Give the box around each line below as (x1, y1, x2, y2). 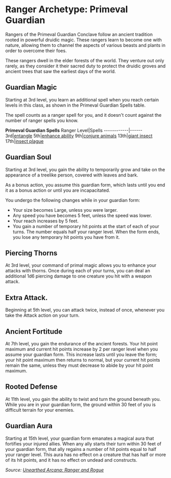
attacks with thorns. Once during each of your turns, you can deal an (5, 268, 151, 274)
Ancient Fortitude (5, 327, 63, 336)
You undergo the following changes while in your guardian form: (5, 197, 140, 203)
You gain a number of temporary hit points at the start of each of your (12, 223, 159, 229)
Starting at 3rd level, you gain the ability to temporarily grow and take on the (5, 166, 165, 172)
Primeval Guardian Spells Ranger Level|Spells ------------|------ (5, 127, 143, 133)
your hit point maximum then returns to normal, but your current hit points (5, 357, 160, 363)
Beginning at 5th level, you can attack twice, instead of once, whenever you (5, 307, 165, 313)
